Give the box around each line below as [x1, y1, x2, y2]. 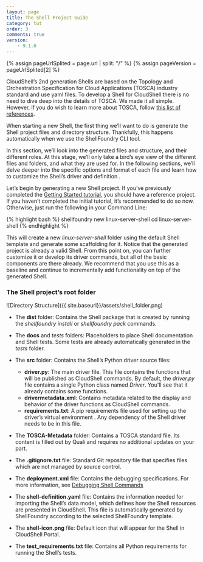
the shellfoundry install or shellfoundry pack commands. [15, 320, 157, 328]
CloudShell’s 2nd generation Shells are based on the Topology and [6, 77, 173, 85]
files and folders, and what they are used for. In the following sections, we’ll [6, 160, 195, 167]
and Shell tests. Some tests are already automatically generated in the [15, 339, 190, 346]
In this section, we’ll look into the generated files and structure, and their [6, 147, 187, 154]
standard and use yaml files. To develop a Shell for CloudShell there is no [6, 91, 190, 98]
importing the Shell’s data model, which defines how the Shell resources [15, 500, 196, 507]
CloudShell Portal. [15, 531, 61, 538]
